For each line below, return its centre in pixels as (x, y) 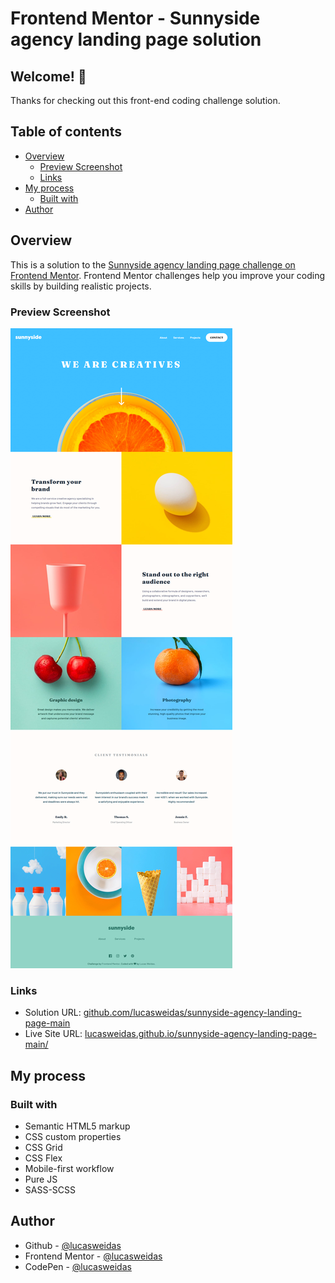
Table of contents (66, 132)
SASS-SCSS (50, 1189)
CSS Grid (43, 1147)
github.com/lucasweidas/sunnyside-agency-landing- (192, 1013)
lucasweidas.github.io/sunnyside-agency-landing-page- (200, 1034)
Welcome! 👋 (48, 76)
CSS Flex (43, 1158)
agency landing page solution (136, 39)
